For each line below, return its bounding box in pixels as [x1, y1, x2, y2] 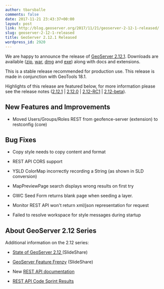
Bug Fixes [5, 135, 36, 144]
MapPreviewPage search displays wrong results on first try [12, 183, 134, 189]
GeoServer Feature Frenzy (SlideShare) [12, 259, 94, 265]
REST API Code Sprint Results [12, 278, 74, 284]
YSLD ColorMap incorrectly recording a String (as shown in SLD [12, 168, 144, 174]
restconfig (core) [12, 121, 47, 127]
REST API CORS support [12, 159, 63, 165]
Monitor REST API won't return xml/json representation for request [12, 202, 149, 208]
